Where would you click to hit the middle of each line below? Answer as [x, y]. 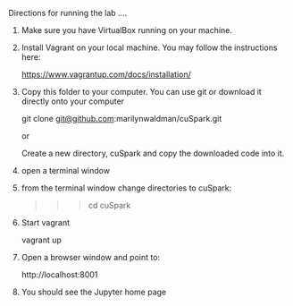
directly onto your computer [73, 101]
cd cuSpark [109, 205]
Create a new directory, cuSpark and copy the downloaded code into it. [153, 153]
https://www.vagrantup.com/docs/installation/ [106, 74]
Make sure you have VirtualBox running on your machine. [127, 30]
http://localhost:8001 [59, 275]
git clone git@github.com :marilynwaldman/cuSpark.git [121, 119]
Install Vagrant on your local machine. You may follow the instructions [149, 47]
